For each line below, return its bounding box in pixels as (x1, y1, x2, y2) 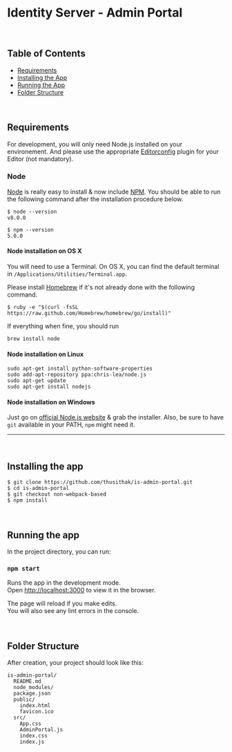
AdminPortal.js (19, 726, 64, 733)
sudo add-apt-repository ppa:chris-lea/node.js (7, 371, 147, 378)
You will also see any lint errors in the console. (7, 607, 139, 615)
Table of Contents (7, 48, 86, 59)
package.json (13, 690, 51, 697)
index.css (19, 733, 48, 740)
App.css (19, 720, 41, 727)
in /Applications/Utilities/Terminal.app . (7, 270, 128, 278)
